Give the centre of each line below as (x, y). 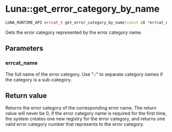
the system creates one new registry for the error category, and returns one (85, 119)
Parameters (24, 48)
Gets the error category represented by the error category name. (74, 32)
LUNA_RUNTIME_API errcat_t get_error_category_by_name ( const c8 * (78, 23)
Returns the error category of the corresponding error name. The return (81, 108)
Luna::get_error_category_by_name (82, 9)
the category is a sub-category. (39, 79)
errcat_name (21, 63)
